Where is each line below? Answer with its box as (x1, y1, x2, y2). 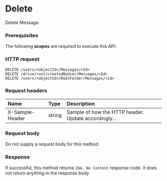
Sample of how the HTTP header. (66, 108, 144, 115)
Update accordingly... (66, 115, 117, 122)
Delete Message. (5, 19, 40, 25)
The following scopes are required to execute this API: (5, 43, 117, 49)
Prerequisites (5, 32, 38, 39)
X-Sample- (7, 108, 35, 115)
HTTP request (5, 56, 40, 63)
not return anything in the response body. (5, 170, 90, 176)
